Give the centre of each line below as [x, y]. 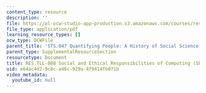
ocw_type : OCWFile [30, 40]
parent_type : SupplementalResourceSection [61, 52]
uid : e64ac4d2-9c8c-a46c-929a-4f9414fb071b [63, 69]
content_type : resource [37, 12]
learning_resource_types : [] [44, 35]
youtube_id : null [34, 80]
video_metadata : [27, 75]
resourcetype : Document [37, 58]
